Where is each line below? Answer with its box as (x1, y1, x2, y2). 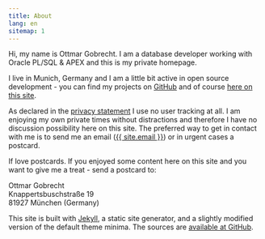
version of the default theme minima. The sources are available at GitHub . (8, 222, 254, 232)
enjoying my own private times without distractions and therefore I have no (8, 115, 258, 125)
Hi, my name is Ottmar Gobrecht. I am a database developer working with (8, 49, 253, 59)
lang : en (8, 19, 38, 28)
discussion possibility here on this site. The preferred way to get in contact (8, 123, 257, 134)
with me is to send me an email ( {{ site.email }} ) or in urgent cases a (8, 132, 234, 142)
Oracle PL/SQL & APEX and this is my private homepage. (8, 58, 198, 67)
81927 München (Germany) (8, 198, 99, 207)
